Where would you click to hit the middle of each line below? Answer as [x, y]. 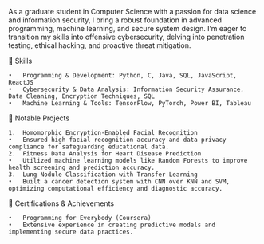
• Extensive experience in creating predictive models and [112, 225]
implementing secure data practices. [71, 232]
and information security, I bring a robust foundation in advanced [115, 20]
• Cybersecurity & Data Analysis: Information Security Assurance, [126, 89]
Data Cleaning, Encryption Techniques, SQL [82, 96]
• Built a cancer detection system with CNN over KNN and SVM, [119, 182]
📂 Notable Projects [39, 118]
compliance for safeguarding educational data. [89, 147]
